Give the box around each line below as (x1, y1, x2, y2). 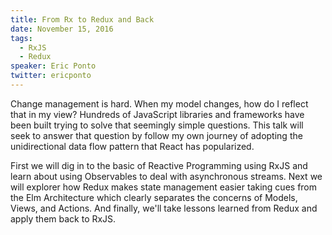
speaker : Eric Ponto (10, 61, 97, 71)
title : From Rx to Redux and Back (10, 14, 155, 25)
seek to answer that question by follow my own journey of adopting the (10, 129, 303, 141)
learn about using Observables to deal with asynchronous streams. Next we (10, 170, 323, 182)
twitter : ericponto (10, 71, 92, 81)
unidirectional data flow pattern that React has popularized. (10, 140, 255, 152)
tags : (10, 33, 33, 43)
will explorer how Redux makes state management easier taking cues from (10, 181, 318, 193)
